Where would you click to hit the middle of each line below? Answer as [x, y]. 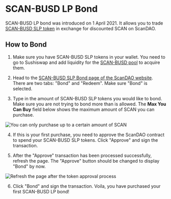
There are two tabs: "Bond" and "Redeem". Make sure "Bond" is [80, 83]
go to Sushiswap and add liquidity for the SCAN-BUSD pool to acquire [86, 62]
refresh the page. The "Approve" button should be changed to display [86, 161]
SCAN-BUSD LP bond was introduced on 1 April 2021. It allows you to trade [84, 23]
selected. [22, 89]
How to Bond [26, 45]
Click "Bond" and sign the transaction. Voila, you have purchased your [87, 186]
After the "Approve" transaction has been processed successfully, [82, 155]
